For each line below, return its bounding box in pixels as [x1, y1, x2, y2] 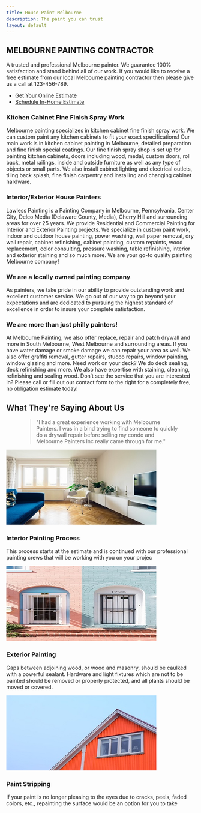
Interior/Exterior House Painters [6, 193, 101, 201]
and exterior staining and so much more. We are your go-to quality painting [6, 251, 193, 258]
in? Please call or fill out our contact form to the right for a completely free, [6, 379, 191, 386]
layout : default [6, 22, 47, 28]
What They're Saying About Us [6, 402, 125, 413]
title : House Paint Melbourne [6, 10, 82, 16]
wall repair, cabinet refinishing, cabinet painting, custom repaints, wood [6, 238, 183, 246]
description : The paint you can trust [6, 16, 103, 22]
